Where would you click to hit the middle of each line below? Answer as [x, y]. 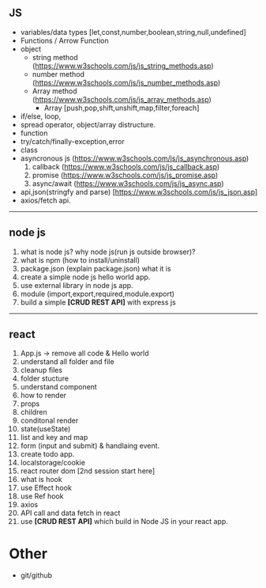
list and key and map [54, 438]
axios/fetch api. [45, 200]
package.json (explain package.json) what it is [96, 268]
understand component [58, 387]
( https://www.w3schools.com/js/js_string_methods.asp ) [123, 66]
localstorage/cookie [53, 463]
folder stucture [45, 378]
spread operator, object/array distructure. [88, 124]
